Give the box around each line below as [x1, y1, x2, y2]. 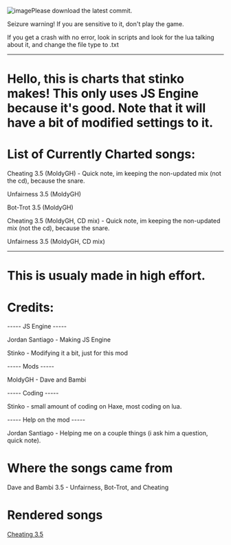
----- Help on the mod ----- [7, 415, 86, 424]
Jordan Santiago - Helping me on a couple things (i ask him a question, [7, 429, 208, 438]
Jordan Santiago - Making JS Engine [7, 336, 111, 344]
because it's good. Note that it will [7, 101, 206, 116]
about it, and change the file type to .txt [7, 41, 119, 48]
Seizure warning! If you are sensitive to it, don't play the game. [7, 20, 184, 28]
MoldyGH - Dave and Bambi [7, 376, 87, 384]
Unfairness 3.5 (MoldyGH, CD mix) [7, 238, 105, 246]
